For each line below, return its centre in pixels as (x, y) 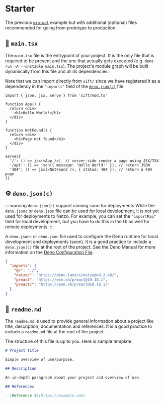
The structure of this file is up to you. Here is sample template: (69, 341)
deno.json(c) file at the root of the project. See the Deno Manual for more (80, 247)
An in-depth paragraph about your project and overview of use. (73, 378)
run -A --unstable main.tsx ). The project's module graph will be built (77, 66)
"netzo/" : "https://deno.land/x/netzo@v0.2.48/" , (67, 275)
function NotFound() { (29, 130)
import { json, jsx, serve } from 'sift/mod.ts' (56, 95)
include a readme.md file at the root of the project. (55, 332)
